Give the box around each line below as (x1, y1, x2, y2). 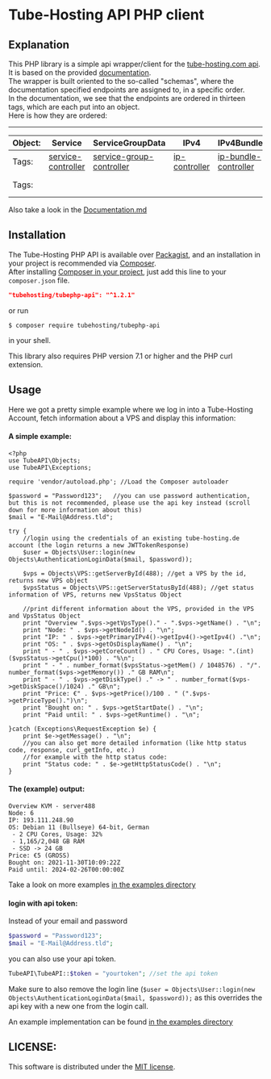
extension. (8, 359, 44, 369)
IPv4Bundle (217, 137, 264, 148)
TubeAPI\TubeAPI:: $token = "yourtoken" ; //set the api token (8, 969, 219, 977)
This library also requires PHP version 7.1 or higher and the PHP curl (8, 351, 233, 361)
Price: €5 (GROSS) (8, 851, 70, 859)
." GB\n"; (87, 682, 121, 691)
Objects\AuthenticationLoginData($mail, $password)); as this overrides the (8, 993, 263, 1002)
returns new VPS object (8, 576, 89, 584)
